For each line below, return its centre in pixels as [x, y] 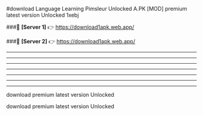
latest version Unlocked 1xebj [43, 15]
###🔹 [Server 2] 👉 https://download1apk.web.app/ [71, 41]
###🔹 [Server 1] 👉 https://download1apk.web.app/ [70, 27]
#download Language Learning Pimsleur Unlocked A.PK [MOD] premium [97, 9]
